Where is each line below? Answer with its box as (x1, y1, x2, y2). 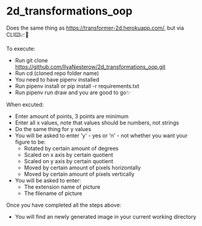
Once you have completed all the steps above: (6, 201, 122, 208)
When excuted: (6, 101, 44, 108)
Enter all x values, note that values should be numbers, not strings (14, 119, 179, 126)
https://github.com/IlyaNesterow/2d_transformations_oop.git (14, 63, 166, 70)
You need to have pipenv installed (14, 76, 99, 83)
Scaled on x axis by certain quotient (24, 151, 113, 158)
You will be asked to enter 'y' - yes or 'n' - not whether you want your (14, 132, 188, 139)
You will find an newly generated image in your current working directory (14, 213, 197, 220)
